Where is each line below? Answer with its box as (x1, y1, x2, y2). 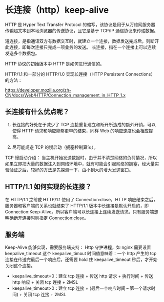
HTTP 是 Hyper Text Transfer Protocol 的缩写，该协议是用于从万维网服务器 (5, 22, 155, 27)
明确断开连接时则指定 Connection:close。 (5, 215, 89, 221)
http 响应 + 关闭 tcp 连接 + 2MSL (12, 279, 78, 285)
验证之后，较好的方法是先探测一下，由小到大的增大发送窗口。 (9, 167, 133, 173)
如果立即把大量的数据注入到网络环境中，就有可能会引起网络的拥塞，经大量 (5, 161, 155, 166)
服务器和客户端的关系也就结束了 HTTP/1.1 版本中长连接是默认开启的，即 (5, 203, 149, 209)
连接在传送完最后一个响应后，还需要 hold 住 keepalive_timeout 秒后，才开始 (5, 256, 158, 262)
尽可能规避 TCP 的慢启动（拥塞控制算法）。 (12, 144, 99, 150)
